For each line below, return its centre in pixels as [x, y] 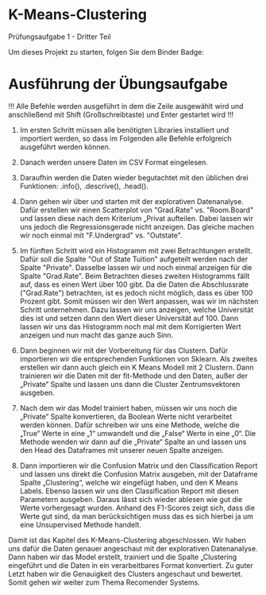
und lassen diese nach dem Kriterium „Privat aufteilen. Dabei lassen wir [137, 218]
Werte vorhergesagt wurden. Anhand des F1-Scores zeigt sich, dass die [137, 508]
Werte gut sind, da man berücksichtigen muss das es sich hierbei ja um [137, 516]
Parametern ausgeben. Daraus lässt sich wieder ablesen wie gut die [131, 499]
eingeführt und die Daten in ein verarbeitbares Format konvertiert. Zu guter [131, 565]
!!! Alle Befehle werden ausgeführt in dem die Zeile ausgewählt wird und [126, 106]
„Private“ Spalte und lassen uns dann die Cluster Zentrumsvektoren [130, 384]
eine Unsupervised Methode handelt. [80, 524]
